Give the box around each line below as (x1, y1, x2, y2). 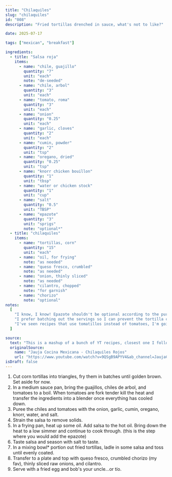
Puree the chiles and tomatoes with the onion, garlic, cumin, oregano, (12, 406, 160, 412)
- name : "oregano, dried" (18, 154, 74, 160)
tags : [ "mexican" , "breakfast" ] (5, 41, 74, 46)
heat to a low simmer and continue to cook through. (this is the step (12, 428, 156, 434)
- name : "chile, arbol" (18, 83, 70, 88)
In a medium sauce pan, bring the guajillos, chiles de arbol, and (12, 384, 146, 390)
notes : (5, 302, 19, 308)
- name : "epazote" (18, 211, 58, 217)
